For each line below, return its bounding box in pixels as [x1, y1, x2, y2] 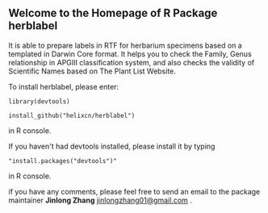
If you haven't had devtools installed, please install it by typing [8, 141, 216, 151]
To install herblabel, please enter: [8, 81, 119, 91]
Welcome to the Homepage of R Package [8, 6, 218, 20]
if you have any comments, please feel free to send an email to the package [8, 186, 261, 196]
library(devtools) [8, 97, 70, 106]
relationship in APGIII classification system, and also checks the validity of [8, 57, 255, 67]
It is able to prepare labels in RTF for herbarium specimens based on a [8, 40, 242, 50]
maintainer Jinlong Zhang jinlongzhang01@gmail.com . [8, 195, 192, 205]
